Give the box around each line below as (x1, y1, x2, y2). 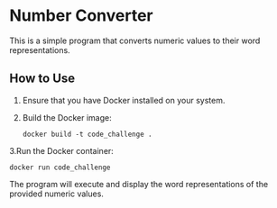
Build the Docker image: (22, 112, 113, 122)
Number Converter (9, 5, 153, 26)
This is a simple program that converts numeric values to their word (9, 35, 261, 46)
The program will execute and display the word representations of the (9, 178, 269, 189)
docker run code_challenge (9, 163, 111, 172)
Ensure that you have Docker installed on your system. (22, 95, 226, 105)
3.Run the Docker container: (9, 145, 115, 156)
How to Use (9, 71, 76, 86)
